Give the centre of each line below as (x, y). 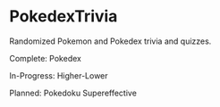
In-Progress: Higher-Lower (59, 75)
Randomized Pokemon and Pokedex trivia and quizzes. (110, 41)
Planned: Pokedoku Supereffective (73, 93)
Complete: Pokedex (46, 58)
